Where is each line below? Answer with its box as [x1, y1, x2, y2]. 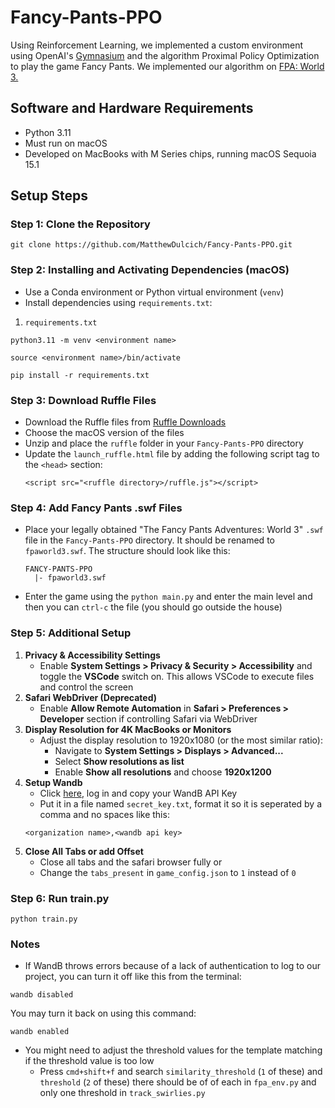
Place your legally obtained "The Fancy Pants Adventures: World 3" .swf [24, 524, 324, 536]
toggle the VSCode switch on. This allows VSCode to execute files [39, 670, 315, 682]
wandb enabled [10, 1027, 70, 1037]
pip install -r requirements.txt [10, 370, 150, 380]
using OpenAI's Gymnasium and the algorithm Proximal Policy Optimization [10, 49, 320, 61]
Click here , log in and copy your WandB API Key [39, 787, 238, 799]
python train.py [10, 914, 78, 924]
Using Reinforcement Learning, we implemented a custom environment [10, 39, 304, 51]
